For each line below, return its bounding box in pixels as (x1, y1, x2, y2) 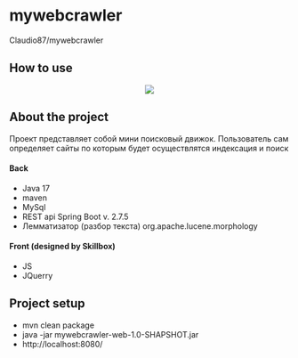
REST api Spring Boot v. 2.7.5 (21, 211, 129, 222)
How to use (9, 61, 73, 76)
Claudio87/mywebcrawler (9, 35, 104, 45)
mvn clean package (21, 320, 95, 330)
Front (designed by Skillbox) (9, 241, 116, 252)
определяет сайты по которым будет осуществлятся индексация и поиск (9, 142, 289, 153)
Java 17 (21, 183, 51, 193)
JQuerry (21, 270, 53, 281)
